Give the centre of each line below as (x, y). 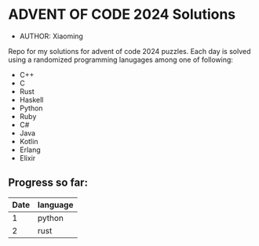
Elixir (27, 157)
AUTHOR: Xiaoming (51, 36)
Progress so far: (48, 183)
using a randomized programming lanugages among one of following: (121, 60)
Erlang (30, 150)
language (56, 204)
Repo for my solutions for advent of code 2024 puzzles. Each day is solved (129, 51)
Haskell (31, 99)
